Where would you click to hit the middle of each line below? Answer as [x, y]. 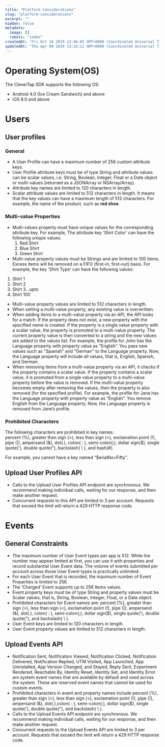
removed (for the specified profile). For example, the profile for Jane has [85, 393]
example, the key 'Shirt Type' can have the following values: [73, 269]
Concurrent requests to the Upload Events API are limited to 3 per [79, 729]
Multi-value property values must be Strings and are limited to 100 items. [86, 259]
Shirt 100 [21, 294]
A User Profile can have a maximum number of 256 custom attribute [81, 162]
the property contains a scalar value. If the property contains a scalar [82, 372]
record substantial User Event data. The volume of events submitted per [85, 566]
